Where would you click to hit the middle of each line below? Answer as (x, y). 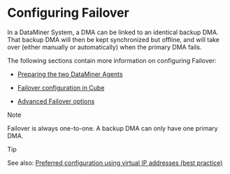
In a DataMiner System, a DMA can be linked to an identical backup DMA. (113, 32)
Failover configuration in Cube (61, 87)
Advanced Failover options (56, 101)
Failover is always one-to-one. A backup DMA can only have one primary (113, 128)
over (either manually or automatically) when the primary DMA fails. (105, 47)
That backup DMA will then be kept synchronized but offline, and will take (114, 39)
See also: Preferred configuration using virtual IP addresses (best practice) (115, 163)
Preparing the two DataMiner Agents (70, 74)
